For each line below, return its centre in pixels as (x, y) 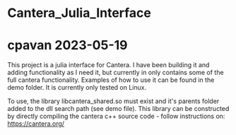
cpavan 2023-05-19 (67, 46)
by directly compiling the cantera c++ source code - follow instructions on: (116, 116)
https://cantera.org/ (36, 124)
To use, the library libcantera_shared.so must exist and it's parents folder (113, 101)
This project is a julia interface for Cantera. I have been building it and (108, 65)
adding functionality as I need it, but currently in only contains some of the (116, 73)
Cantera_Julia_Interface (79, 13)
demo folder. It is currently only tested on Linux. (77, 88)
